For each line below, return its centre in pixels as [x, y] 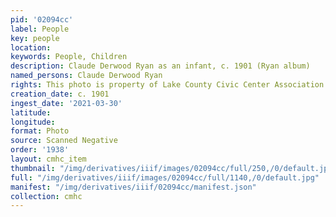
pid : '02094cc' [42, 19]
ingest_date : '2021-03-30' [66, 103]
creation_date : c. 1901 [60, 94]
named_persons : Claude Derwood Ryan [86, 76]
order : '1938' [40, 150]
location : [31, 47]
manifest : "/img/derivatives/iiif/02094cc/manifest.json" [133, 187]
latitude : [31, 112]
